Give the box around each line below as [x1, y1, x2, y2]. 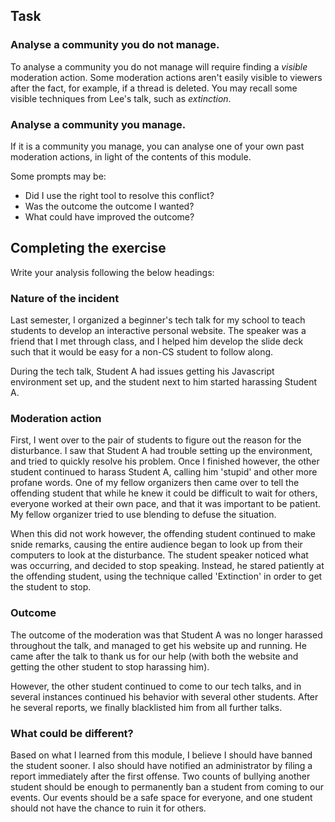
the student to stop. [10, 581, 92, 593]
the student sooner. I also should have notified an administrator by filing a [10, 759, 313, 771]
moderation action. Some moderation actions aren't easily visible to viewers [10, 71, 323, 83]
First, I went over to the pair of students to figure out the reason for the [10, 434, 302, 446]
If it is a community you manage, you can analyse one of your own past [10, 140, 305, 152]
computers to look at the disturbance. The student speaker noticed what [10, 549, 309, 561]
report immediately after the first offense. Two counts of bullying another [10, 770, 311, 782]
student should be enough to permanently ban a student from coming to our [10, 780, 324, 793]
